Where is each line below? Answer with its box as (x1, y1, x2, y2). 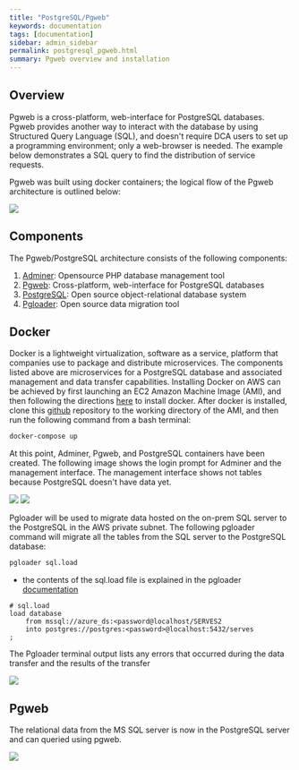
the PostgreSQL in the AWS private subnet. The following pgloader (9, 522, 255, 533)
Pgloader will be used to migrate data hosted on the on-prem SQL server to (9, 512, 287, 524)
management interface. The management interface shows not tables (9, 467, 262, 478)
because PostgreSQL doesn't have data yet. (9, 476, 172, 488)
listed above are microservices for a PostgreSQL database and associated (9, 367, 283, 378)
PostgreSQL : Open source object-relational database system (21, 288, 247, 300)
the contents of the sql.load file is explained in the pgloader (21, 575, 242, 586)
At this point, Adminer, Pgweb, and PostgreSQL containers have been (9, 449, 266, 459)
